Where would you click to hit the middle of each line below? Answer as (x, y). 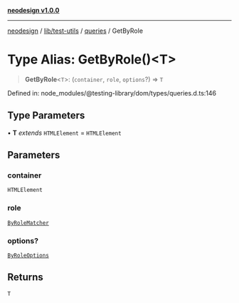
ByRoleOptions (28, 256)
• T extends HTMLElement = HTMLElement (65, 133)
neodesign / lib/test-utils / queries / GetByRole (75, 31)
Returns (26, 277)
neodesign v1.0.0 (33, 10)
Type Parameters (46, 116)
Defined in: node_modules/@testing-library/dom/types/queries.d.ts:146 (112, 93)
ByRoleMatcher (28, 223)
